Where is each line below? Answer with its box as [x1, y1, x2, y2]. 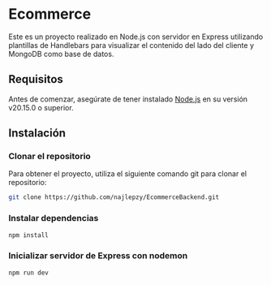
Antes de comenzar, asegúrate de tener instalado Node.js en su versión [8, 94, 248, 104]
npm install [8, 231, 49, 240]
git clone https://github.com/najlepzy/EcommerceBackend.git [8, 193, 220, 201]
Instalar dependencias [8, 213, 99, 224]
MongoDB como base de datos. [8, 49, 114, 58]
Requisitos [8, 72, 63, 86]
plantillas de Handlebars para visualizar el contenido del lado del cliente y [8, 40, 254, 50]
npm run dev [8, 269, 49, 277]
